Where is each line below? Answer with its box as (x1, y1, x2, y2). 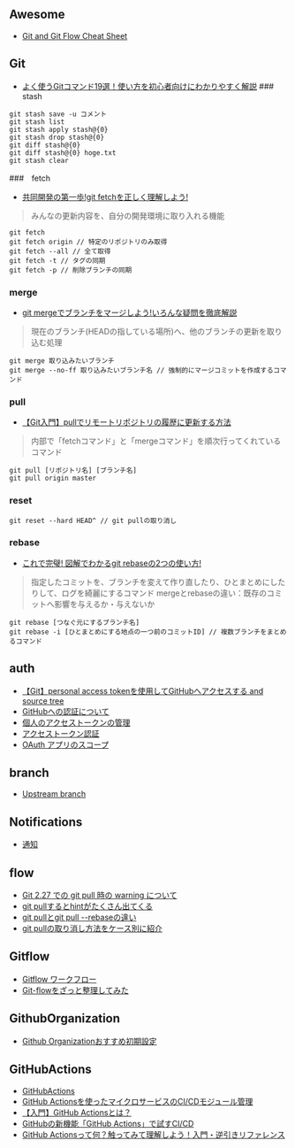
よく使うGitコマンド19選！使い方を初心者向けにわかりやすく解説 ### (21, 81, 275, 91)
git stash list (9, 117, 65, 127)
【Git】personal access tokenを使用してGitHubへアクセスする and (21, 685, 264, 696)
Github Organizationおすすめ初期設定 (21, 1036, 157, 1046)
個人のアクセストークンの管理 (21, 717, 131, 728)
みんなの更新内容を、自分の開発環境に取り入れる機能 (30, 210, 225, 220)
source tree (21, 695, 64, 706)
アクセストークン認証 (21, 728, 100, 738)
